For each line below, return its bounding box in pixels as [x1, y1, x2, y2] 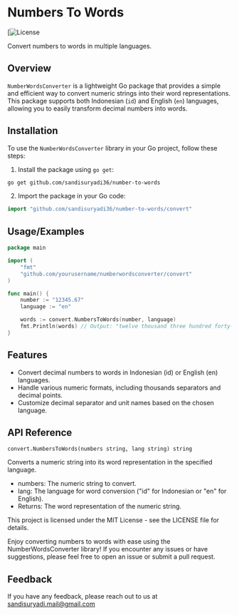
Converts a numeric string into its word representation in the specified [7, 458, 213, 467]
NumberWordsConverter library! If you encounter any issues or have [7, 545, 208, 554]
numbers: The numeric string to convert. [17, 479, 137, 488]
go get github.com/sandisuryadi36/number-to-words [7, 179, 161, 186]
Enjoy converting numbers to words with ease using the [7, 537, 171, 546]
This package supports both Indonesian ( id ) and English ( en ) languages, [7, 96, 219, 105]
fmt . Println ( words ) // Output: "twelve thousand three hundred [20, 322, 212, 330]
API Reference [7, 426, 73, 439]
